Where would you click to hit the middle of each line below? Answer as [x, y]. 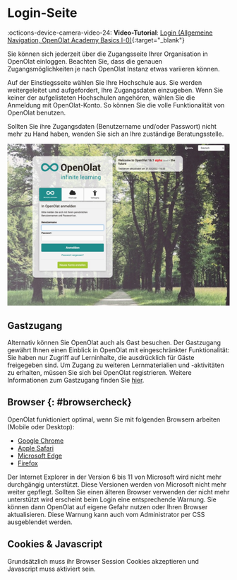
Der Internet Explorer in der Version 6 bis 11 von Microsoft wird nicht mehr [115, 477]
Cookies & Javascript [55, 544]
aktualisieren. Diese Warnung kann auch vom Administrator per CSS [106, 514]
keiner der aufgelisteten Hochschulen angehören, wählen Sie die [101, 98]
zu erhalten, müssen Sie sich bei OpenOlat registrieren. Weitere [99, 372]
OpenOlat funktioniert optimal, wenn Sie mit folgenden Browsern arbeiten [114, 419]
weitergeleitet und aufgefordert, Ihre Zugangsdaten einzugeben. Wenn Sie [115, 90]
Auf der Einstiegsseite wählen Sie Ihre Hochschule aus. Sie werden [105, 82]
